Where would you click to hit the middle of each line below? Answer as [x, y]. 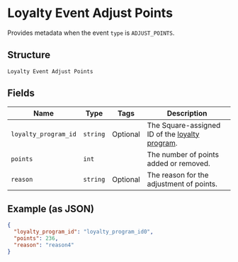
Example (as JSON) [51, 208]
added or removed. [178, 163]
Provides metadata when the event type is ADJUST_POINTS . [91, 33]
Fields [21, 93]
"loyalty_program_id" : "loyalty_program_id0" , [84, 232]
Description [187, 113]
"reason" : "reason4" [44, 245]
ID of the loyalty [173, 134]
